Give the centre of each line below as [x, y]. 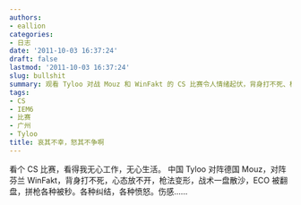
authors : [26, 17]
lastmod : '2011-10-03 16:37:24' [69, 68]
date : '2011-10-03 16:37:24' [64, 51]
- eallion [28, 26]
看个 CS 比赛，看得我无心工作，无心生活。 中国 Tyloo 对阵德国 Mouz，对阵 [148, 169]
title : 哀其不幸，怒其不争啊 [57, 142]
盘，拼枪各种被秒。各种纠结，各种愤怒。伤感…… [99, 191]
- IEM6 [21, 109]
